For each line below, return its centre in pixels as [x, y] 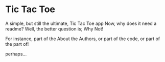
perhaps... [16, 54]
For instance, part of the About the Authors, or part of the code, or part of [83, 39]
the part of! [17, 44]
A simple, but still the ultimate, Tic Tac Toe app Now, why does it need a [81, 23]
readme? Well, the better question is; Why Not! [54, 28]
